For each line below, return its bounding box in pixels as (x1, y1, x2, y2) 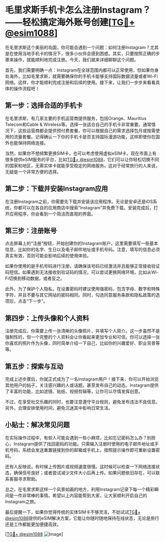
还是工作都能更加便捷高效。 (5, 521, 61, 527)
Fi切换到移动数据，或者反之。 (5, 276, 65, 282)
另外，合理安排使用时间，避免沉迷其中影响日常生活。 (5, 405, 113, 411)
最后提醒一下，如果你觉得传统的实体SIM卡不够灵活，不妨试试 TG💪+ (5, 509, 141, 515)
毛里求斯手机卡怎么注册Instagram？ (5, 4, 151, 16)
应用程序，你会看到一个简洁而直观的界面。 (9, 211, 96, 217)
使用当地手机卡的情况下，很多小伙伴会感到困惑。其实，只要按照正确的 (13, 50, 156, 57)
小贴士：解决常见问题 (5, 421, 70, 429)
